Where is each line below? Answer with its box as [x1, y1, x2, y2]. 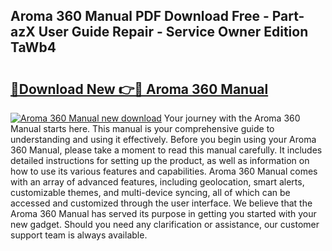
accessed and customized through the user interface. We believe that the [10, 197, 313, 209]
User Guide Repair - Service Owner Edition [38, 24, 309, 41]
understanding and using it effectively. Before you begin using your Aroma [10, 134, 317, 145]
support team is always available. [10, 229, 148, 241]
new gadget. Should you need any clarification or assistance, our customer [10, 219, 320, 230]
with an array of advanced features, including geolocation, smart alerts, [10, 176, 305, 188]
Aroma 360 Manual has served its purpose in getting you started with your [10, 208, 317, 219]
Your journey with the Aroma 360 [163, 112, 301, 124]
